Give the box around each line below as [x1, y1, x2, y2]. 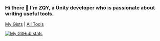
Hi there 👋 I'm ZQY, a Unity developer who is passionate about [5, 4, 155, 11]
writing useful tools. [5, 10, 54, 17]
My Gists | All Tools [5, 21, 44, 27]
